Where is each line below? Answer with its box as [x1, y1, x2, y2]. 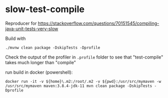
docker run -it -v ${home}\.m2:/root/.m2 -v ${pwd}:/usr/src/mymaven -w [5, 79, 161, 84]
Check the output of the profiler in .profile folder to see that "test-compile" [5, 54, 163, 60]
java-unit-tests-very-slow [5, 25, 59, 31]
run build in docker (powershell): [5, 69, 73, 75]
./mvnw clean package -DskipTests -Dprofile [5, 45, 100, 50]
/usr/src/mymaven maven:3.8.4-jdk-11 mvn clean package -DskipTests [5, 83, 152, 88]
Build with [5, 35, 26, 41]
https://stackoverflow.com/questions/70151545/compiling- [37, 20, 159, 26]
